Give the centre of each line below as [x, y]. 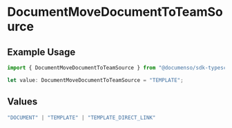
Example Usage [41, 52]
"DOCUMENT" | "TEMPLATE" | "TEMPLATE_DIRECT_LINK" [81, 118]
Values [22, 102]
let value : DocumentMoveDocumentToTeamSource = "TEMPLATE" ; [96, 80]
